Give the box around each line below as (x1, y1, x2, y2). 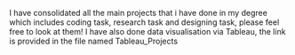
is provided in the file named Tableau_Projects (9, 35, 179, 46)
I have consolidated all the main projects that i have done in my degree (9, 8, 268, 18)
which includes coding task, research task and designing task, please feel (9, 17, 280, 27)
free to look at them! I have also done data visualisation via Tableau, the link (9, 27, 286, 36)
